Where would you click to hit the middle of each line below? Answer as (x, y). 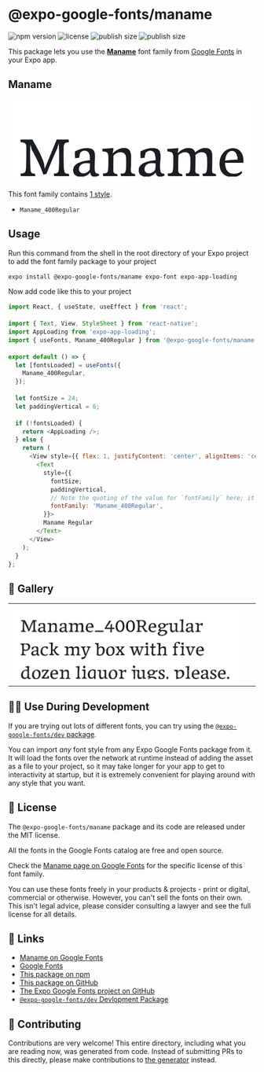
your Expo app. (33, 60)
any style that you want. (47, 783)
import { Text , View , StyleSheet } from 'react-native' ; (103, 324)
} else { (29, 440)
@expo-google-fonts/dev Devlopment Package (94, 1000)
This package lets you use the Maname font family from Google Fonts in (125, 51)
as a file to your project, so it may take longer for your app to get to (117, 766)
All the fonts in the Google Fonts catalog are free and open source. (116, 850)
